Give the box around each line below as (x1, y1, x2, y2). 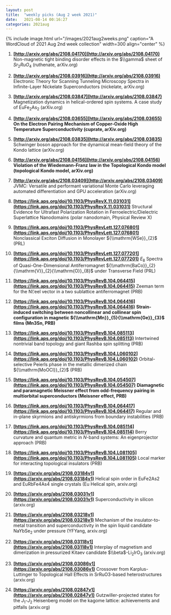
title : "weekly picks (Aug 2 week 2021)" (6, 12, 97, 17)
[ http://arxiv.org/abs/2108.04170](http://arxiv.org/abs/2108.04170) (13, 51, 160, 57)
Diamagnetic (136, 382, 164, 388)
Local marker (137, 455, 166, 461)
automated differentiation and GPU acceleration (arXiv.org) (13, 188, 137, 194)
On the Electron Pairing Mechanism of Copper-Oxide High (13, 121, 138, 127)
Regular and (136, 408, 162, 414)
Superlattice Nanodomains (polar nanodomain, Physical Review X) (13, 214, 152, 220)
